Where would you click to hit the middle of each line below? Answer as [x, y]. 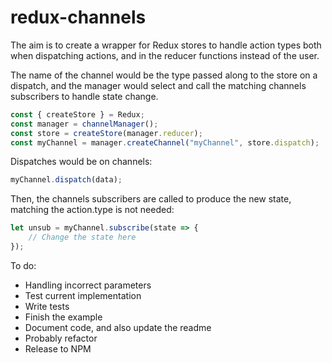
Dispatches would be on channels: [81, 162]
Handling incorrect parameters [88, 285]
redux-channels [78, 17]
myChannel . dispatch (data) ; [66, 180]
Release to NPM [58, 348]
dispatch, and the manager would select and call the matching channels [158, 85]
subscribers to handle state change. [84, 96]
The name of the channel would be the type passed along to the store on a [164, 75]
